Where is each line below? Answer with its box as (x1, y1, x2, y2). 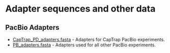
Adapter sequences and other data (5, 3, 156, 15)
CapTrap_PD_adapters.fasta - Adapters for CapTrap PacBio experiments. (12, 36, 165, 42)
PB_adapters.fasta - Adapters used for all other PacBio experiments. (12, 42, 156, 48)
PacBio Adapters (5, 23, 60, 32)
